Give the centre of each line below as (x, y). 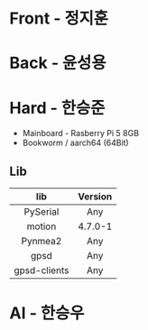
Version (95, 197)
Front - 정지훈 (59, 18)
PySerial (42, 212)
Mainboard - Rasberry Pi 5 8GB (81, 133)
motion (42, 226)
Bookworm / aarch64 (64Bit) (75, 143)
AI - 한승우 (47, 313)
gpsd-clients (42, 270)
